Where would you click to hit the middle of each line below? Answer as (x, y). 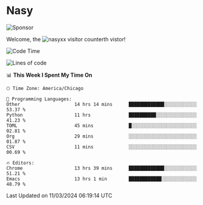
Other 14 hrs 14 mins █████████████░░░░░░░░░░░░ (102, 104)
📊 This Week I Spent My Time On (49, 75)
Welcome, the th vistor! (66, 39)
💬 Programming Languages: (39, 99)
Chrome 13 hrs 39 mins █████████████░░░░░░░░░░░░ (102, 168)
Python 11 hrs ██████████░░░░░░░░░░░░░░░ (102, 115)
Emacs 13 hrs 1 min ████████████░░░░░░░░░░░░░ (102, 179)
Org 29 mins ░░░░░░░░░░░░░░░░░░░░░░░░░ (102, 136)
